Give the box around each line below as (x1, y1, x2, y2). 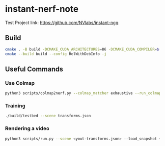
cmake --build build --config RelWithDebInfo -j (5, 51, 107, 56)
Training (5, 102, 26, 109)
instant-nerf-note (5, 3, 79, 15)
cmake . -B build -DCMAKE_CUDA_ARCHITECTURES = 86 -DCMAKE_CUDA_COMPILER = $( (5, 47, 162, 52)
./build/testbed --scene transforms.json (5, 114, 91, 119)
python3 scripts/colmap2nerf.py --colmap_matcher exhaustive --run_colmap (5, 91, 162, 96)
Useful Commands (5, 65, 63, 73)
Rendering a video (5, 125, 50, 132)
